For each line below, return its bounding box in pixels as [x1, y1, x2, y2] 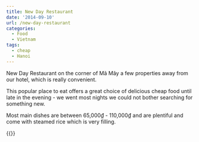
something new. [6, 100, 45, 107]
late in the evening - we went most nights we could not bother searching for [6, 94, 193, 101]
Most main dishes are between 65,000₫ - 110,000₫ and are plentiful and [6, 112, 183, 119]
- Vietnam [11, 36, 36, 42]
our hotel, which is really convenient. [6, 76, 97, 83]
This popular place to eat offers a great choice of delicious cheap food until [6, 87, 192, 94]
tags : [6, 42, 20, 48]
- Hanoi [11, 53, 31, 59]
